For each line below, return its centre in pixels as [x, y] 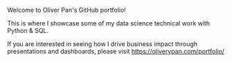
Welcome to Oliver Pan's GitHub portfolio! [66, 10]
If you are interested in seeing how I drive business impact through [102, 44]
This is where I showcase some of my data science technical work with [108, 23]
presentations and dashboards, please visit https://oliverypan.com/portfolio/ [116, 51]
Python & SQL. [28, 31]
